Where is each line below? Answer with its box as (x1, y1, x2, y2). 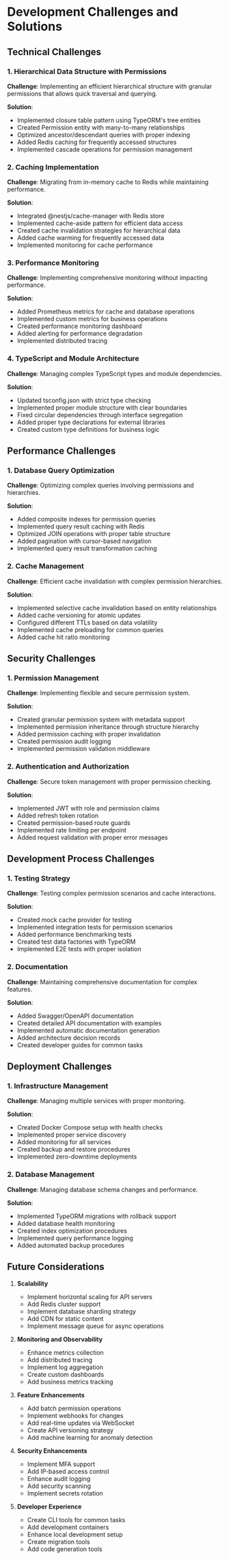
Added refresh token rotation (16, 811, 99, 819)
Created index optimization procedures (16, 1226, 128, 1235)
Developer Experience (16, 1502, 82, 1511)
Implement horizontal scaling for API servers (27, 1292, 152, 1301)
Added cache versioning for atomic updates (16, 611, 142, 619)
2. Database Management (7, 1169, 95, 1179)
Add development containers (27, 1523, 109, 1531)
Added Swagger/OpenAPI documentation (16, 1012, 134, 1020)
